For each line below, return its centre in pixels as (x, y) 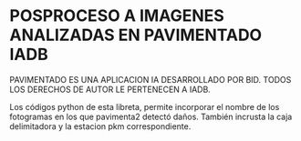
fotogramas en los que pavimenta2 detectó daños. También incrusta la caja (151, 116)
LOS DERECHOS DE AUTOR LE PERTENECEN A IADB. (110, 89)
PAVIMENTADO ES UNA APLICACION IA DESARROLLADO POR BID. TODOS (150, 79)
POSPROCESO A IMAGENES (117, 16)
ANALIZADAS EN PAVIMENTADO (136, 35)
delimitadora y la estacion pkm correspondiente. (100, 126)
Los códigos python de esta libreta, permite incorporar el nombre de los (145, 106)
